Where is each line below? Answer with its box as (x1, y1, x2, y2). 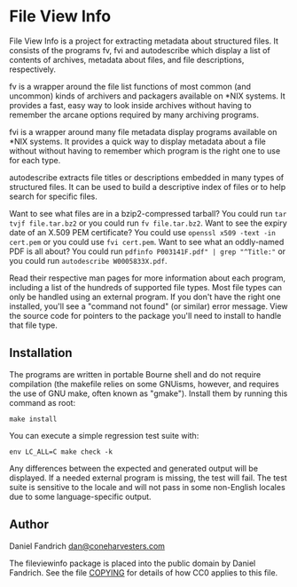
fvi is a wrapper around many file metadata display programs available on (9, 126, 277, 137)
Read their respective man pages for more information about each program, (9, 273, 286, 283)
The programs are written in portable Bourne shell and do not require (9, 369, 262, 379)
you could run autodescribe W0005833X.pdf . (9, 255, 168, 266)
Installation (9, 345, 73, 361)
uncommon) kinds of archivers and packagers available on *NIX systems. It (9, 91, 285, 101)
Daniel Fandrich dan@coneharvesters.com (9, 540, 166, 551)
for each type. (9, 155, 61, 165)
